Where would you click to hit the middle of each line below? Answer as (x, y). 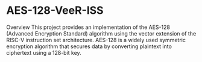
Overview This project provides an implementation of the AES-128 (88, 27)
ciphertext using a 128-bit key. (44, 52)
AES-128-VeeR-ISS (55, 11)
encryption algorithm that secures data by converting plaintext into (89, 46)
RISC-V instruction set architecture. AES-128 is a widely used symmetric (96, 40)
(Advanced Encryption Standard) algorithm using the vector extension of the (101, 33)
